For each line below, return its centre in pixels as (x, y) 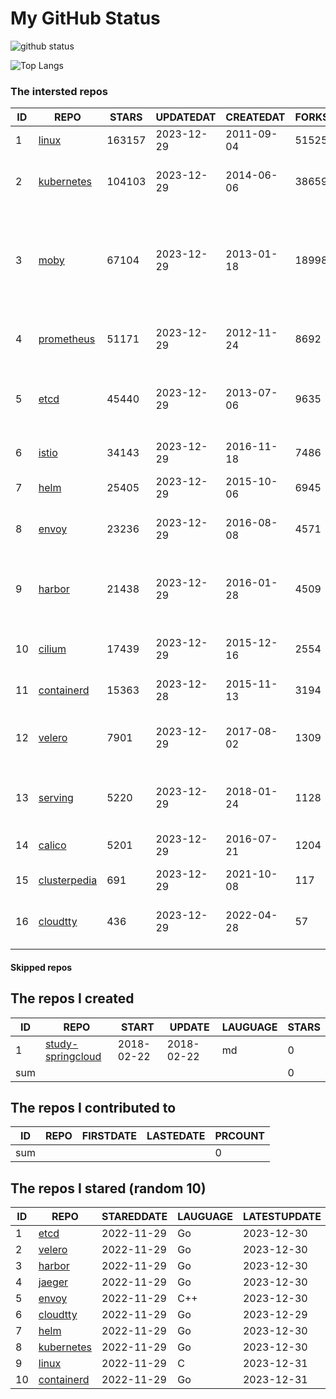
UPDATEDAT (186, 117)
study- (61, 1044)
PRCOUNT (240, 1136)
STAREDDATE (134, 1217)
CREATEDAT (255, 117)
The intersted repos (59, 91)
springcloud (73, 1056)
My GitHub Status (85, 18)
